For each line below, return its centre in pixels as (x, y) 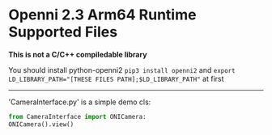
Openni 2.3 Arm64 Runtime (102, 15)
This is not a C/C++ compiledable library (78, 54)
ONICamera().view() (41, 124)
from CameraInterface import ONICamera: (78, 116)
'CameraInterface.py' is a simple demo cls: (80, 102)
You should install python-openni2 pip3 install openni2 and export (122, 70)
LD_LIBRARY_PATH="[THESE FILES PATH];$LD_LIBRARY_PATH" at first (116, 78)
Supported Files (63, 32)
